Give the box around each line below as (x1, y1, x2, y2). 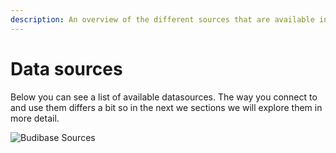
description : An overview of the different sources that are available (10, 14, 315, 25)
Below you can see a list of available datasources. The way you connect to (10, 91, 318, 103)
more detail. (10, 112, 60, 124)
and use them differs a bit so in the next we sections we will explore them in (10, 101, 323, 113)
